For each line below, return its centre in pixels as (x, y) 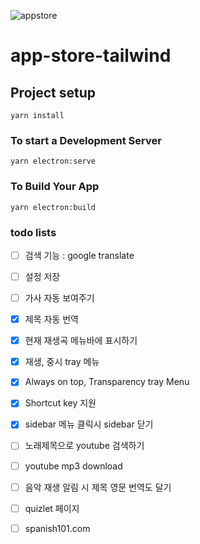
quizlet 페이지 (52, 508)
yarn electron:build (53, 207)
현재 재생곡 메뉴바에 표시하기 (81, 341)
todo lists (33, 232)
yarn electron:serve (53, 161)
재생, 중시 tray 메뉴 (62, 362)
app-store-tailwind (91, 56)
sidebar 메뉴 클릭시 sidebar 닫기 (89, 424)
